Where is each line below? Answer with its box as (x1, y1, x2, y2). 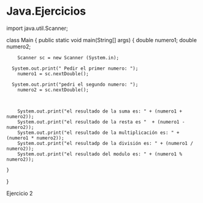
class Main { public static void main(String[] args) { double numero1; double (6, 36, 197, 43)
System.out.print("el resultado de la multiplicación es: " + (17, 130, 180, 136)
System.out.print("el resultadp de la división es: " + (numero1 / (17, 140, 193, 146)
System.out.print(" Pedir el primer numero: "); (12, 65, 139, 72)
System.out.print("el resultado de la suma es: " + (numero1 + (17, 108, 183, 114)
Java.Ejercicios (6, 4, 86, 18)
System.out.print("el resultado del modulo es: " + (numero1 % (17, 151, 183, 157)
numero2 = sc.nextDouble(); (17, 87, 89, 93)
